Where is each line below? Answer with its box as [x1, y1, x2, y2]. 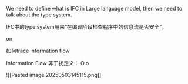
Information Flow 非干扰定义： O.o [6, 60, 89, 66]
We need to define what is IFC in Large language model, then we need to [6, 5, 183, 12]
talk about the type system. [6, 11, 72, 18]
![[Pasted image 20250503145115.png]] [6, 72, 102, 78]
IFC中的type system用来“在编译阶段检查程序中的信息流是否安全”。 [6, 23, 167, 30]
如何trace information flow [6, 47, 70, 54]
